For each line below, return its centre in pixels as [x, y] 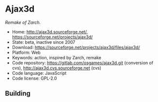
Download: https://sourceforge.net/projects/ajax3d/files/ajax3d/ [76, 47]
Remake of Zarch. [23, 22]
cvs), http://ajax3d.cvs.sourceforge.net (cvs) [57, 68]
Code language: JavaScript [39, 73]
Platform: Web [26, 52]
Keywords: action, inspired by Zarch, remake [57, 57]
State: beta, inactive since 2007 [44, 42]
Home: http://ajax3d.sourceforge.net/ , [50, 32]
